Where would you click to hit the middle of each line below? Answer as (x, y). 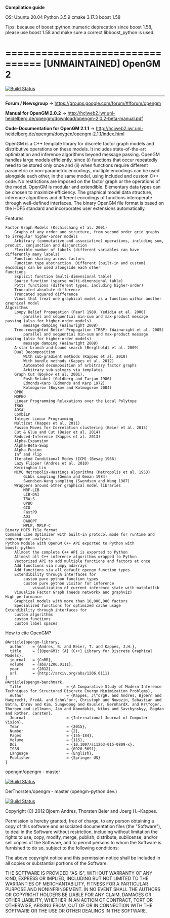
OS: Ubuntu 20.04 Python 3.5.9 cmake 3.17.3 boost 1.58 (63, 17)
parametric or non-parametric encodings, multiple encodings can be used (82, 170)
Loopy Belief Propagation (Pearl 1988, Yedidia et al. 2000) (80, 312)
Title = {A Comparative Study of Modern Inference (86, 686)
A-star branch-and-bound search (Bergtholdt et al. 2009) (77, 348)
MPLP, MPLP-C (37, 526)
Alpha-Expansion (32, 441)
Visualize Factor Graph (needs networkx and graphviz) (73, 592)
